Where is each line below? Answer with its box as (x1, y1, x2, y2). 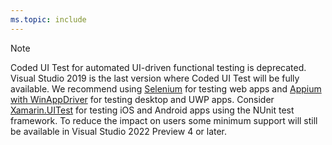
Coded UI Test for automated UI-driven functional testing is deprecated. (10, 61, 307, 73)
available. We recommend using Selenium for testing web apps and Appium (10, 82, 322, 95)
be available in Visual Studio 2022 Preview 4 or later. (10, 125, 228, 137)
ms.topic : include (10, 14, 87, 25)
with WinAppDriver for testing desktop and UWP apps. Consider (10, 93, 275, 105)
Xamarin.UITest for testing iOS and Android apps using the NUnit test (10, 104, 295, 116)
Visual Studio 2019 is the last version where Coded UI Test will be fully (10, 72, 300, 84)
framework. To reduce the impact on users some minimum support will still (10, 114, 318, 126)
